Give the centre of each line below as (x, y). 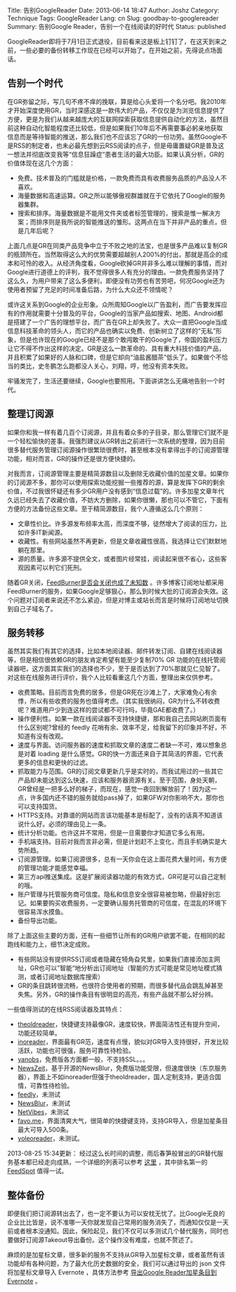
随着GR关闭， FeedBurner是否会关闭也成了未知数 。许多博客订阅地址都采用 (116, 582)
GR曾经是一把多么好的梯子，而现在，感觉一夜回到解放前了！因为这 (114, 789)
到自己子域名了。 (32, 608)
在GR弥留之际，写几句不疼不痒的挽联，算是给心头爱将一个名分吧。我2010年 (117, 101)
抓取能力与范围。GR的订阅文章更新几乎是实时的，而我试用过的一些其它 (120, 771)
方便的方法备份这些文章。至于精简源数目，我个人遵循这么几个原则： (106, 509)
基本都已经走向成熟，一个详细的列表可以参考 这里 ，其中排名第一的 (110, 1162)
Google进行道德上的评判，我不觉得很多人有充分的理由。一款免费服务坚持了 (116, 272)
